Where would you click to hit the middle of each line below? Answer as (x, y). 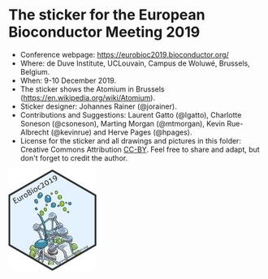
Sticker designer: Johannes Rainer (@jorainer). (98, 106)
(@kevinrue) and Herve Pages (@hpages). (121, 132)
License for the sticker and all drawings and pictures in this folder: (131, 140)
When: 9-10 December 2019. (68, 80)
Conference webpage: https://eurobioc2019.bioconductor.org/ (124, 54)
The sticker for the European (107, 15)
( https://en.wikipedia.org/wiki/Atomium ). (88, 97)
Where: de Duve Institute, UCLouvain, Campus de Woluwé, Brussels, (135, 63)
